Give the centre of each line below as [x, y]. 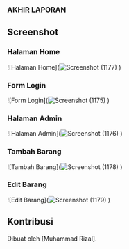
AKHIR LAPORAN [37, 10]
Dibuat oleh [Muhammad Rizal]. [52, 239]
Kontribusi [31, 222]
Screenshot [33, 32]
